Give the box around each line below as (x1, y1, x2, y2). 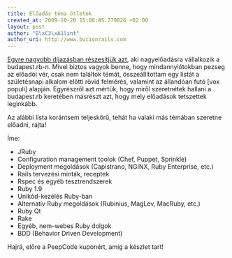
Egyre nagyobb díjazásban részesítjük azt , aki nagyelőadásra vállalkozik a (7, 55, 220, 63)
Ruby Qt (17, 207, 41, 215)
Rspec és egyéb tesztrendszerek (17, 177, 113, 185)
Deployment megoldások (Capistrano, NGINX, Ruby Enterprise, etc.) (17, 162, 215, 171)
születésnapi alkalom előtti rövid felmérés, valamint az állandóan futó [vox (7, 77, 220, 86)
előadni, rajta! (7, 121, 47, 129)
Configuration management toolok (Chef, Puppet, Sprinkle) (17, 155, 187, 164)
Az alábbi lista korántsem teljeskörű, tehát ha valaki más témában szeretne (7, 113, 222, 122)
